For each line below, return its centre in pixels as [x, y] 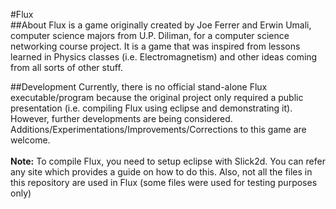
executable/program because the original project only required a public [157, 97]
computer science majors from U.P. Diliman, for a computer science [150, 35]
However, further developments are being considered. [121, 118]
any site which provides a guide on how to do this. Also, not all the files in [161, 172]
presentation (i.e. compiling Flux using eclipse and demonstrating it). [151, 108]
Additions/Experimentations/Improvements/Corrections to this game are [158, 129]
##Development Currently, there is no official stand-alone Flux [139, 87]
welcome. [30, 140]
